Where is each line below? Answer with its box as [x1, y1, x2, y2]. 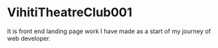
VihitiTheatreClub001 [7, 5, 132, 20]
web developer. [7, 34, 51, 42]
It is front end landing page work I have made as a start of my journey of [7, 27, 211, 35]
